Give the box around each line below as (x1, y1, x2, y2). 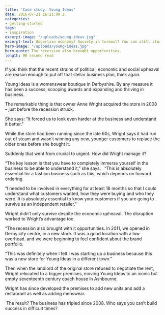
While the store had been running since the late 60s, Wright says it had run (5, 131, 157, 137)
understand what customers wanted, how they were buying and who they (5, 190, 154, 197)
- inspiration (5, 30, 34, 35)
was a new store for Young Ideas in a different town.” (5, 256, 112, 262)
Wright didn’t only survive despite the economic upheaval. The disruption (5, 211, 154, 217)
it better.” (5, 121, 24, 127)
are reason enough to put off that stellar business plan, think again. (5, 72, 141, 78)
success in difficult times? (5, 306, 58, 312)
